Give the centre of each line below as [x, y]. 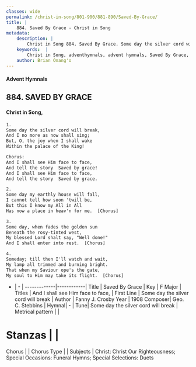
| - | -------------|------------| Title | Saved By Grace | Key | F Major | [98, 286]
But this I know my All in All [44, 206]
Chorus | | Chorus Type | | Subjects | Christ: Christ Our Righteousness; [91, 351]
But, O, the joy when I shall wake [49, 141]
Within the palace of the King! [45, 147]
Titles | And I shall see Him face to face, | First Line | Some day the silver [101, 293]
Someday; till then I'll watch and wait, [57, 259]
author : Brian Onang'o [44, 60]
